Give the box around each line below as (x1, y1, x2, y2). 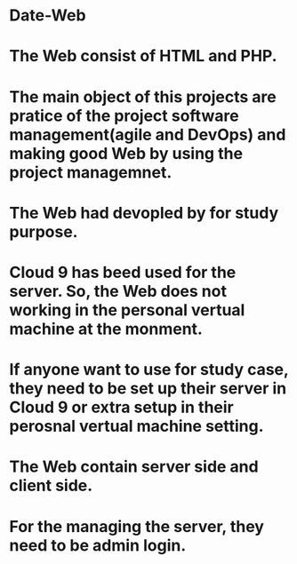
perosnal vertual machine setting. (9, 417, 264, 436)
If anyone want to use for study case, (9, 360, 289, 380)
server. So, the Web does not (9, 281, 227, 301)
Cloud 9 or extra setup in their (9, 397, 234, 417)
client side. (9, 476, 93, 496)
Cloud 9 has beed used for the (9, 262, 237, 282)
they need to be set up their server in (9, 378, 287, 399)
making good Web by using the (9, 143, 243, 163)
